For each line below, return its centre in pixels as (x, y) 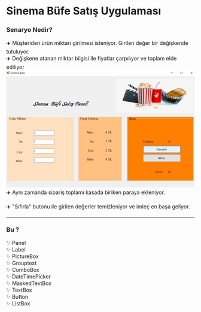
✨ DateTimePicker (28, 276)
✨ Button (17, 296)
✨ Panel (16, 243)
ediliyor (16, 67)
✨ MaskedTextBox (29, 283)
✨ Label (16, 249)
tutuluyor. (18, 52)
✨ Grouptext (22, 263)
